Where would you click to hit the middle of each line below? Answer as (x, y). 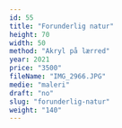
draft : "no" (31, 93)
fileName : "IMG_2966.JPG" (57, 77)
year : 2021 (30, 59)
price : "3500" (36, 69)
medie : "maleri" (39, 85)
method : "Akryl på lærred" (60, 51)
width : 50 (28, 43)
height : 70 (30, 34)
